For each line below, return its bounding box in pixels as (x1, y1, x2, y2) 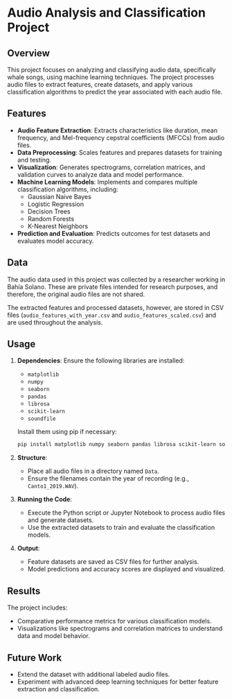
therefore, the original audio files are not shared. (7, 290, 145, 298)
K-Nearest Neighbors (27, 222, 89, 230)
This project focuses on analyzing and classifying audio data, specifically (7, 66, 216, 74)
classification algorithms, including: (17, 185, 119, 193)
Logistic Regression (27, 200, 84, 208)
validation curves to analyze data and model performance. (17, 170, 184, 178)
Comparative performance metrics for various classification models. (17, 617, 213, 625)
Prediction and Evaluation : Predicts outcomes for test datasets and (17, 229, 211, 237)
